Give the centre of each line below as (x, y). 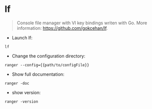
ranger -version (21, 102)
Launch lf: (22, 38)
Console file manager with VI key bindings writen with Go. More (82, 23)
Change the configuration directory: (48, 56)
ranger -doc (17, 83)
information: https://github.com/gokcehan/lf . (62, 28)
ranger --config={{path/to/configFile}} (47, 65)
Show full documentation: (38, 74)
